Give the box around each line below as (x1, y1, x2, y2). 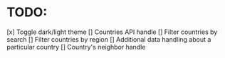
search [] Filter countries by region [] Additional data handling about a (6, 35, 211, 43)
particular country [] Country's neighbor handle (6, 42, 146, 51)
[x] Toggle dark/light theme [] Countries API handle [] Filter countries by (6, 28, 218, 36)
